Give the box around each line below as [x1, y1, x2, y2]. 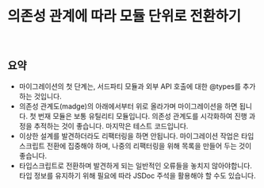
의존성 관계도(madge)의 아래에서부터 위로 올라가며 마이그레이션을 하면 [18, 101, 238, 111]
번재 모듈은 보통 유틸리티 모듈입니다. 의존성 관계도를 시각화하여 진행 [37, 111, 247, 121]
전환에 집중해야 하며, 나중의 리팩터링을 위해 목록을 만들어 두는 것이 [46, 140, 252, 151]
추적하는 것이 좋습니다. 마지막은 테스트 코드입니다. [33, 121, 189, 131]
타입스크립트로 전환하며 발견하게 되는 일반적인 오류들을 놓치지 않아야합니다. [18, 160, 253, 171]
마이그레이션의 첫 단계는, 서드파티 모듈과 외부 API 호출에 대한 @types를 [18, 81, 241, 91]
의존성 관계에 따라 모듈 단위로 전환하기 [7, 7, 242, 25]
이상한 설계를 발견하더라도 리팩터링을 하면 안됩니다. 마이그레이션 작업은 [18, 131, 239, 140]
